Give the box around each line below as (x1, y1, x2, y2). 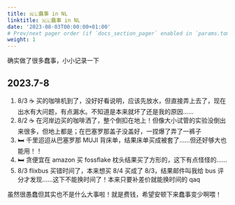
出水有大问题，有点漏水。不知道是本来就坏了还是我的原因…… (17, 107, 194, 115)
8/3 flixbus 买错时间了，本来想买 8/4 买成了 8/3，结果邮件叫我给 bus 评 (17, 166, 224, 175)
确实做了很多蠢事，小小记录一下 (7, 57, 99, 65)
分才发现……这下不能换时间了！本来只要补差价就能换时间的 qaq (17, 175, 201, 183)
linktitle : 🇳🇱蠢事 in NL (7, 17, 80, 24)
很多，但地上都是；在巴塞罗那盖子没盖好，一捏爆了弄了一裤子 (23, 127, 201, 135)
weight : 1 (7, 36, 36, 43)
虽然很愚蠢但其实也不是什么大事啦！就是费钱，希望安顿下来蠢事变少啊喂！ (7, 190, 222, 198)
